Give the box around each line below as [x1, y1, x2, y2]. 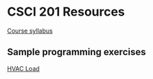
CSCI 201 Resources [7, 4, 126, 20]
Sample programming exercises [7, 46, 146, 58]
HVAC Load [7, 64, 40, 72]
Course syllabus [7, 27, 53, 35]
